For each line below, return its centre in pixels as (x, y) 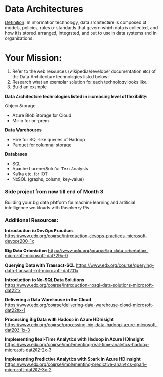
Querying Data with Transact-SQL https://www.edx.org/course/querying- (80, 265)
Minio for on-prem (30, 120)
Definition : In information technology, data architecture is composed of (76, 22)
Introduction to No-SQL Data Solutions (45, 280)
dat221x (13, 290)
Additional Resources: (32, 220)
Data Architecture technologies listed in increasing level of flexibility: (76, 96)
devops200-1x (19, 241)
